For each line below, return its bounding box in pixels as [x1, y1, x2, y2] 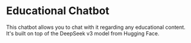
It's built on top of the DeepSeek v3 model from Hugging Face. [6, 29, 160, 37]
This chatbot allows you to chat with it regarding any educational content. [6, 24, 186, 31]
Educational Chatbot [6, 4, 110, 18]
